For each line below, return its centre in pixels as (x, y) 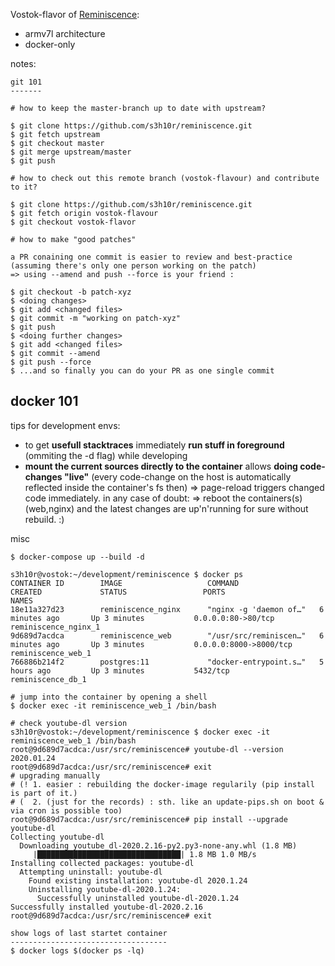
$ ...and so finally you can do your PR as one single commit (142, 371)
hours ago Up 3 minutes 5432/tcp (120, 670)
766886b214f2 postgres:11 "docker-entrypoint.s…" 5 (167, 662)
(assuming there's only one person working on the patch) (133, 266)
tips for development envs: (65, 425)
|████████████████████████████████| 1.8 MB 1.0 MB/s (144, 854)
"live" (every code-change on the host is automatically (177, 476)
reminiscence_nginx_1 (55, 627)
